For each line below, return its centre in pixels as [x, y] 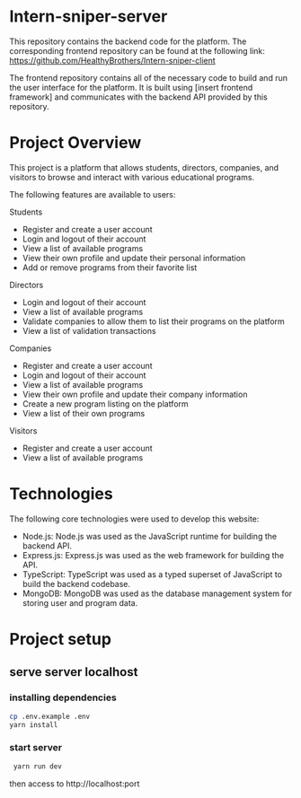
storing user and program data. [80, 602]
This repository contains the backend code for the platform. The [128, 41]
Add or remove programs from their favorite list [110, 267]
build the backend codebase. [76, 583]
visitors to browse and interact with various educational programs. [132, 177]
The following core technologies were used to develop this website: [134, 519]
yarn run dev [38, 766]
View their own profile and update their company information [135, 394]
